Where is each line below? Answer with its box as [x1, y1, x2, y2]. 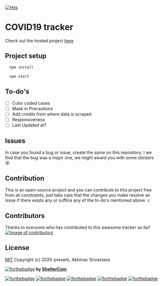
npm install [9, 65, 34, 70]
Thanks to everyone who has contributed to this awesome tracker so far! [5, 224, 150, 230]
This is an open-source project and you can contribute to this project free [5, 187, 152, 193]
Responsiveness [12, 117, 45, 123]
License [5, 244, 30, 252]
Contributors [5, 211, 45, 220]
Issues [5, 136, 26, 145]
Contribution [5, 174, 45, 182]
